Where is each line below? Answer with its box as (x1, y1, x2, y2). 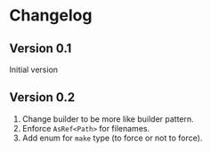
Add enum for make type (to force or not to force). (21, 132, 203, 143)
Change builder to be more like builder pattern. (21, 113, 194, 124)
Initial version (9, 64, 59, 75)
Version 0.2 (9, 90, 76, 105)
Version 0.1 (9, 41, 72, 56)
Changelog (9, 5, 93, 26)
